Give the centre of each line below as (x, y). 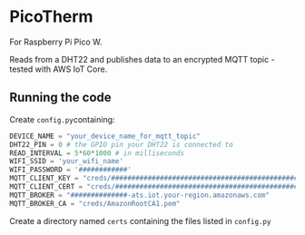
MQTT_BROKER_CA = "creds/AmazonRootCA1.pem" (95, 203)
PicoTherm (51, 17)
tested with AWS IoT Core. (59, 69)
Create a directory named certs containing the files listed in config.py (140, 220)
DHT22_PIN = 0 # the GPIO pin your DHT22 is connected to (121, 144)
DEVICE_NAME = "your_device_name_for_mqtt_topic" (105, 136)
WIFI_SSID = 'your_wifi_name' (67, 162)
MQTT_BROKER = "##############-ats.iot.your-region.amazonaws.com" (140, 195)
